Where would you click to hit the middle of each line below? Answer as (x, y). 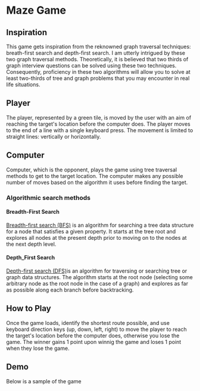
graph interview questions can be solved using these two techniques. (91, 65)
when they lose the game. (38, 348)
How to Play (29, 309)
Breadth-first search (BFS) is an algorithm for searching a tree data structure (100, 225)
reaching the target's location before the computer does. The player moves (98, 124)
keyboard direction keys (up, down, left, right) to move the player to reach (96, 329)
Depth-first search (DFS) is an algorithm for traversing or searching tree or (97, 271)
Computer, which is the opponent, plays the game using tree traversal (92, 170)
